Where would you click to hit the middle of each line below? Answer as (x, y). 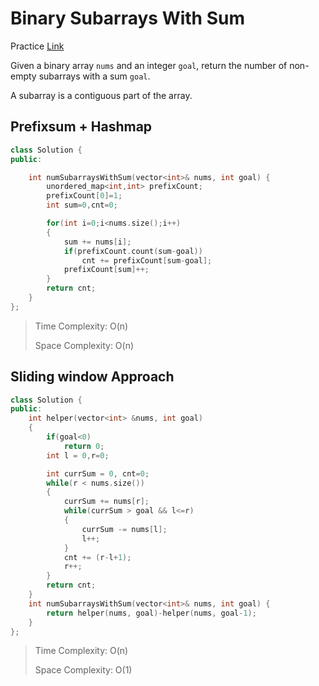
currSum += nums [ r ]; (106, 502)
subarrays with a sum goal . (94, 76)
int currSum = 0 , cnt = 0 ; (98, 473)
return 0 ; (84, 446)
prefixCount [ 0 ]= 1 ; (84, 196)
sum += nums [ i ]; (97, 242)
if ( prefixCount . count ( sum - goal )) (133, 251)
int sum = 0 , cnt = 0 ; (82, 205)
